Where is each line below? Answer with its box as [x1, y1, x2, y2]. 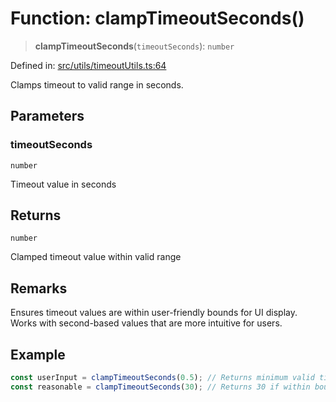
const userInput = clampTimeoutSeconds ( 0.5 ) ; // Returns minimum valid [10, 373, 315, 383]
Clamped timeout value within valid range [10, 251, 182, 263]
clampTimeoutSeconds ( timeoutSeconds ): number [34, 40, 235, 52]
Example [10, 346, 66, 363]
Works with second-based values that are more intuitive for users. [10, 317, 283, 329]
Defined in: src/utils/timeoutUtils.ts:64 [10, 59, 167, 71]
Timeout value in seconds [10, 178, 117, 190]
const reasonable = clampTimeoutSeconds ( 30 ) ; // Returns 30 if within [10, 382, 311, 392]
